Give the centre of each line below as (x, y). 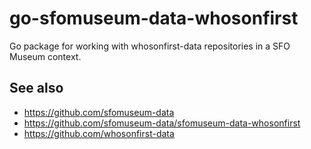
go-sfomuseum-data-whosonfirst (154, 18)
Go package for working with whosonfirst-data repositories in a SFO (150, 46)
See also (36, 88)
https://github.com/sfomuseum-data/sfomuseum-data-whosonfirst (162, 123)
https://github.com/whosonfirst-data (99, 133)
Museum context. (45, 56)
